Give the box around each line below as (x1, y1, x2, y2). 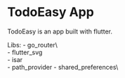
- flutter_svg (7, 48, 43, 56)
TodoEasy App (7, 4, 95, 20)
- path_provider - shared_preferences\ (7, 63, 119, 71)
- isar (7, 55, 23, 63)
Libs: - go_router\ (7, 40, 58, 49)
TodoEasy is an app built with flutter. (7, 27, 112, 36)
